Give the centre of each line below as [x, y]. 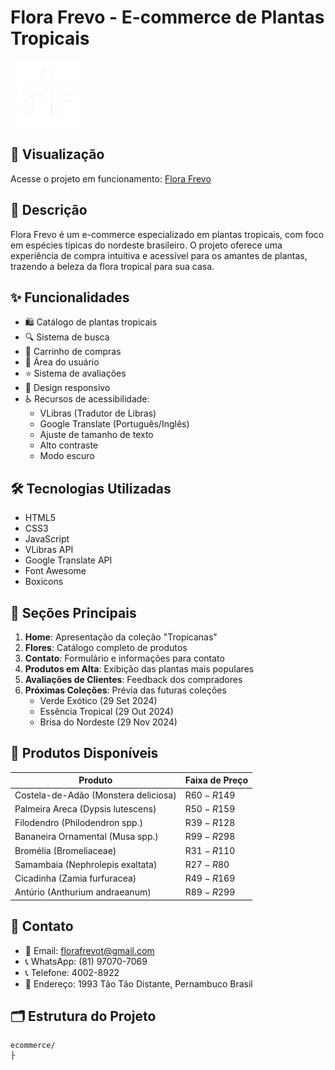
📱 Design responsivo [67, 388]
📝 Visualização [57, 154]
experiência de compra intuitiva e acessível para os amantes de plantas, [159, 255]
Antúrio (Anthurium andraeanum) [83, 892]
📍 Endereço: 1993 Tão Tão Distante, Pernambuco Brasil [138, 983]
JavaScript [47, 539]
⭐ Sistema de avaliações [75, 373]
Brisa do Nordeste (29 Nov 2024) [108, 722]
